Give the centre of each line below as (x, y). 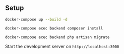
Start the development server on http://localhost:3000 (62, 47)
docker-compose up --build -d (36, 19)
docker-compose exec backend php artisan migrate (58, 37)
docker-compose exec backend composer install (54, 28)
